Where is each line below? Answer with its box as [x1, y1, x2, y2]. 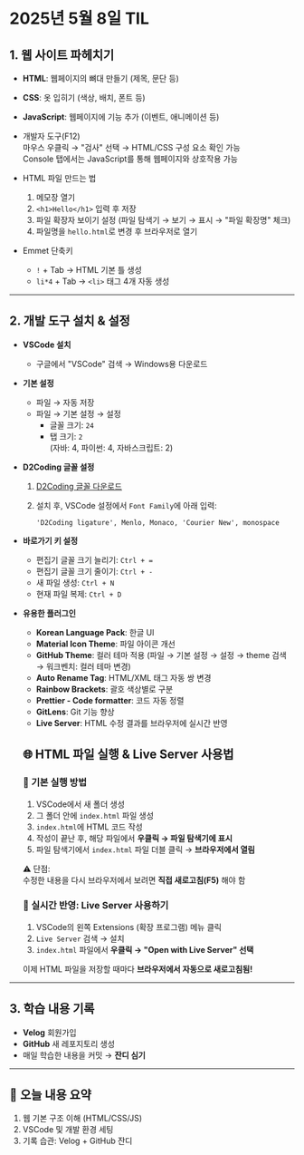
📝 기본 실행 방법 [22, 776, 88, 789]
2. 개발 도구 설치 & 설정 [9, 314, 131, 329]
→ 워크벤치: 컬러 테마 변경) [35, 661, 131, 672]
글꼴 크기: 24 [49, 419, 95, 431]
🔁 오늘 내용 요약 [9, 1087, 92, 1102]
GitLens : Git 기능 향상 [35, 706, 115, 717]
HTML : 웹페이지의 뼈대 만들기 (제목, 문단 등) [22, 73, 179, 83]
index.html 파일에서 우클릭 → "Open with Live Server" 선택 [35, 944, 254, 955]
